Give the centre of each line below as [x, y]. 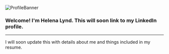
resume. [14, 48]
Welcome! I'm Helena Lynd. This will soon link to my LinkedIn [81, 20]
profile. [14, 26]
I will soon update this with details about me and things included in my [78, 42]
